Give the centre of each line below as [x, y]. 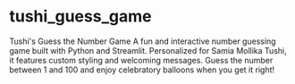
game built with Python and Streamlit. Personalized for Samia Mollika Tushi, [148, 50]
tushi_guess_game [80, 17]
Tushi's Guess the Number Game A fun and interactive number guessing [143, 41]
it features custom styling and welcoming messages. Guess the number [141, 60]
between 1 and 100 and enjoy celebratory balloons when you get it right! [142, 70]
